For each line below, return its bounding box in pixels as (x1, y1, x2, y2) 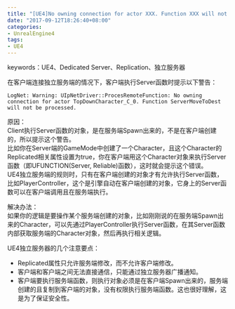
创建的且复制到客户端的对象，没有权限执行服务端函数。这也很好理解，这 (17, 285, 227, 294)
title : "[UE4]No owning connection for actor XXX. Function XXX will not (7, 10, 228, 18)
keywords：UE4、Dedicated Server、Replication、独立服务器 (7, 63, 186, 71)
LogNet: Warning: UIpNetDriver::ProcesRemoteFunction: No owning (7, 92, 202, 99)
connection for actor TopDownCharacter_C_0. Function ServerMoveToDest (7, 98, 221, 105)
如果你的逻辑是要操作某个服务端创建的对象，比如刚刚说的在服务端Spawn (7, 211, 218, 220)
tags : (7, 37, 23, 44)
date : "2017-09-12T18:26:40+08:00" (7, 17, 112, 24)
